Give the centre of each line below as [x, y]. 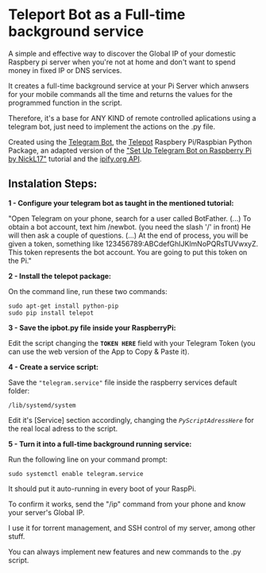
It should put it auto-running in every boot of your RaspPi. [102, 488]
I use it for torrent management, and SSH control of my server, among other [132, 528]
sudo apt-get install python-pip [64, 306]
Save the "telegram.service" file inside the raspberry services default [123, 382]
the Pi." [20, 261]
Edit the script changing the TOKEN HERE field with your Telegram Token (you [132, 343]
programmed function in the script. [66, 103]
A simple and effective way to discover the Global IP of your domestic [122, 53]
